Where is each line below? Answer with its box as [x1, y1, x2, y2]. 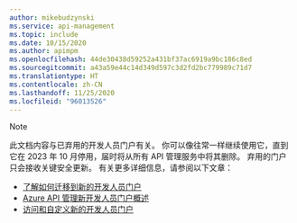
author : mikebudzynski [9, 13, 95, 22]
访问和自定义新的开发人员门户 [22, 204, 134, 215]
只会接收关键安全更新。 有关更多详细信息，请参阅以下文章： [9, 163, 233, 174]
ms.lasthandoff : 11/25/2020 [9, 88, 116, 97]
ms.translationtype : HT [9, 72, 99, 81]
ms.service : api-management [9, 22, 116, 31]
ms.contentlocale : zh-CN [9, 80, 103, 89]
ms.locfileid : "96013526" [9, 96, 107, 106]
